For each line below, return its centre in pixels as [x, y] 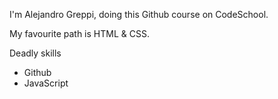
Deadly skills [35, 53]
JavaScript [46, 83]
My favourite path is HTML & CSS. [79, 33]
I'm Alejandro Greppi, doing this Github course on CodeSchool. [139, 14]
